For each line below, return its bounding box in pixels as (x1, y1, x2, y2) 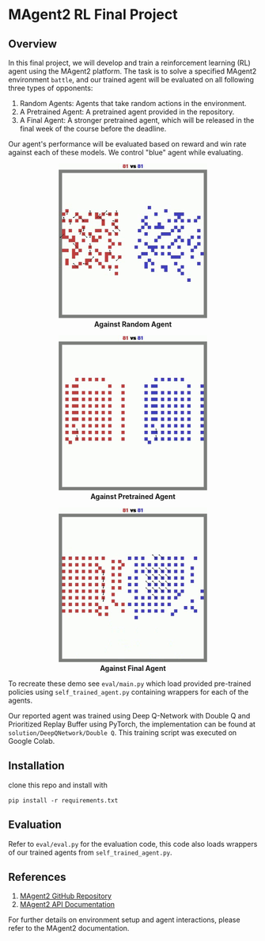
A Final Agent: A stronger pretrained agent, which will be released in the (19, 116, 255, 124)
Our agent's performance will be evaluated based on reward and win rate (8, 139, 247, 148)
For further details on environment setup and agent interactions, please (8, 915, 240, 924)
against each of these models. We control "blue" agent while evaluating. (8, 148, 244, 157)
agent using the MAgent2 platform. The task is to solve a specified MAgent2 (8, 67, 257, 76)
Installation (8, 759, 65, 773)
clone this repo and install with (8, 780, 108, 790)
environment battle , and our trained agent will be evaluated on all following (8, 75, 255, 84)
